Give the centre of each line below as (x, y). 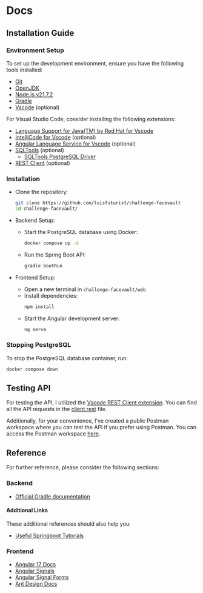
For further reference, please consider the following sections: (83, 467)
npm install (39, 307)
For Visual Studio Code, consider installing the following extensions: (91, 119)
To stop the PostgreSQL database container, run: (67, 358)
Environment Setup (35, 50)
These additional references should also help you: (69, 524)
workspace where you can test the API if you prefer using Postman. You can (101, 427)
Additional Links (27, 511)
